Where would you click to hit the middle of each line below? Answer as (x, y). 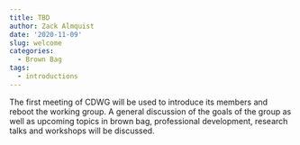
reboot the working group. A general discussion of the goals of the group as (150, 111)
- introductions (48, 77)
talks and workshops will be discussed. (82, 131)
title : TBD (30, 18)
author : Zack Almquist (52, 26)
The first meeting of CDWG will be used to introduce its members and (139, 102)
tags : (19, 68)
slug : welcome (36, 43)
